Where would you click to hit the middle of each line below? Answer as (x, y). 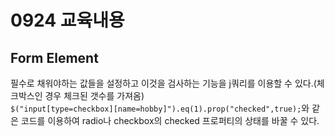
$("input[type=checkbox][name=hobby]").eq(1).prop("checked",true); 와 (160, 108)
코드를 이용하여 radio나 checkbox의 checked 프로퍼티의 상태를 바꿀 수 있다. (170, 120)
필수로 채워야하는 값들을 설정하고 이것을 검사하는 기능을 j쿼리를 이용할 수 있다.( (163, 83)
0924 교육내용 (67, 20)
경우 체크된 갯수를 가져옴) (94, 95)
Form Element (54, 57)
